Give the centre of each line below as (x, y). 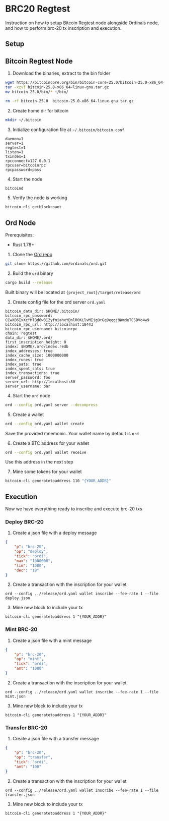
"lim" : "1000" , (30, 565)
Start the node (27, 179)
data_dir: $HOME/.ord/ (29, 338)
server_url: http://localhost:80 (40, 382)
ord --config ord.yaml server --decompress (52, 405)
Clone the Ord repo (32, 255)
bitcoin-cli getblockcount (33, 207)
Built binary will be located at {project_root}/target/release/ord (73, 292)
